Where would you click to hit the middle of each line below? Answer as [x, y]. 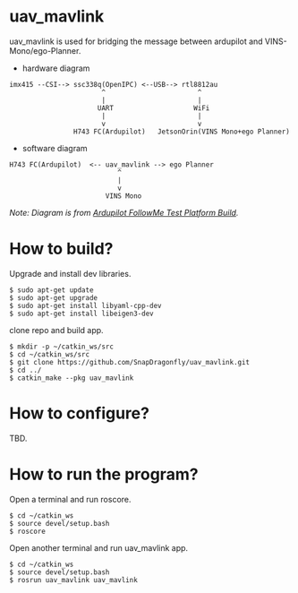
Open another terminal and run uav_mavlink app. [99, 547]
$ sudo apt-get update [51, 290]
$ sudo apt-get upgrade [54, 297]
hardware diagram [56, 68]
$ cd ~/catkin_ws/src [50, 354]
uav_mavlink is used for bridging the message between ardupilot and [136, 41]
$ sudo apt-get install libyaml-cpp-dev [86, 305]
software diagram [55, 148]
